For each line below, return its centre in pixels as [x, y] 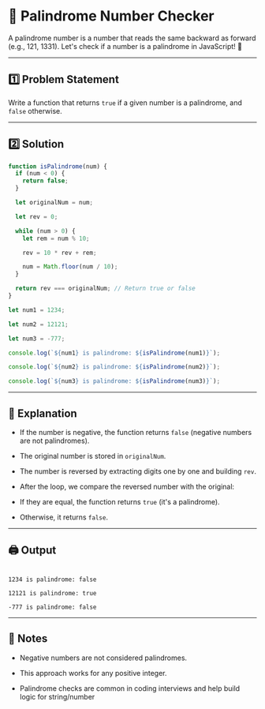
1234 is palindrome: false [52, 580]
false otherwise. [35, 111]
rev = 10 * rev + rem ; [60, 253]
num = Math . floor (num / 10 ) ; [70, 267]
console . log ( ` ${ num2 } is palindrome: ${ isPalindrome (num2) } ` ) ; [114, 367]
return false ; [45, 181]
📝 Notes [28, 639]
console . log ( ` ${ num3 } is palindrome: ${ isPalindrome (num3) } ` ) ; [114, 381]
